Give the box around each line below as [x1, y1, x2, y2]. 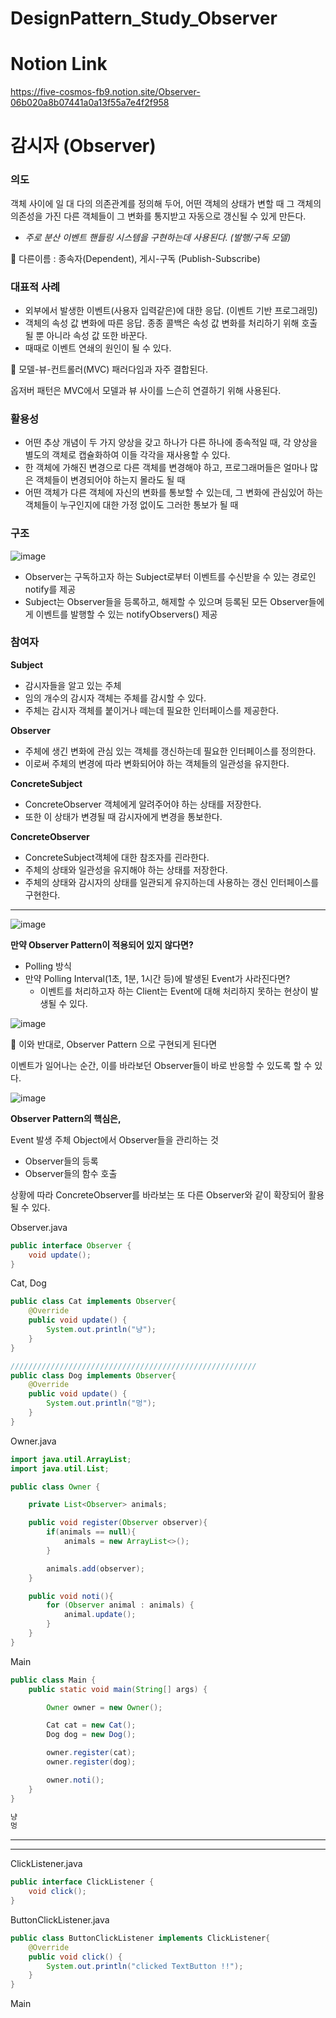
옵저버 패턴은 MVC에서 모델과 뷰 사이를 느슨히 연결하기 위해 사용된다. [10, 384, 282, 396]
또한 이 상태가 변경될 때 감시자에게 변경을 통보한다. [24, 810, 223, 822]
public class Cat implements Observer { [10, 1297, 177, 1307]
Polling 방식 [24, 960, 72, 972]
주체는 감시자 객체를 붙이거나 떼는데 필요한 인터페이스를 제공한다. [24, 704, 279, 716]
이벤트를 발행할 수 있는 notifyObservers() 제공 [35, 608, 218, 620]
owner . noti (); [46, 1775, 105, 1785]
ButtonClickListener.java [10, 1913, 110, 1926]
